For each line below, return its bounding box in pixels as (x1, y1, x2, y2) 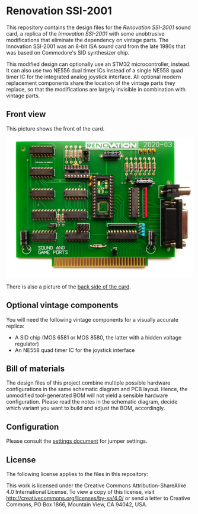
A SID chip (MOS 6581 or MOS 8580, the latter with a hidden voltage (14, 334, 182, 341)
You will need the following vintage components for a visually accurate (6, 316, 179, 323)
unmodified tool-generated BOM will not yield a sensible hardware (6, 392, 168, 399)
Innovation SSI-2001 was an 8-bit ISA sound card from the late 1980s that (6, 43, 186, 50)
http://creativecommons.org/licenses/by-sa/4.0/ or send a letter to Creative (6, 494, 191, 502)
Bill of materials (6, 363, 65, 373)
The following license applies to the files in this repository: (6, 471, 148, 477)
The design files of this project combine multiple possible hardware (6, 379, 171, 386)
